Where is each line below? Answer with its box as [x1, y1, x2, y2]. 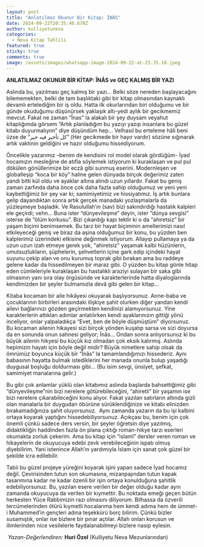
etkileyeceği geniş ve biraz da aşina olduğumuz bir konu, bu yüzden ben [6, 229, 187, 236]
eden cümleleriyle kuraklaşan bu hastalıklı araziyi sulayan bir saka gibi [6, 267, 182, 275]
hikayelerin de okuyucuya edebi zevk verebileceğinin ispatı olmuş [6, 439, 171, 446]
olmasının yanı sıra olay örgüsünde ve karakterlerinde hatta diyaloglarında [6, 273, 191, 281]
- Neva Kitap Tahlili [12, 37, 67, 43]
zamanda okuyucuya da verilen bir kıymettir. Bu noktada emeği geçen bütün [6, 489, 197, 497]
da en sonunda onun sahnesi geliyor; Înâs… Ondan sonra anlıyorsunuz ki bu [6, 331, 196, 338]
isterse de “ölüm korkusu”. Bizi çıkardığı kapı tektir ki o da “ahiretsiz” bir [6, 216, 185, 223]
